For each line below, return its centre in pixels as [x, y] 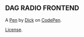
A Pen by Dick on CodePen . [34, 20]
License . [14, 30]
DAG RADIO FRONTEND [42, 8]
